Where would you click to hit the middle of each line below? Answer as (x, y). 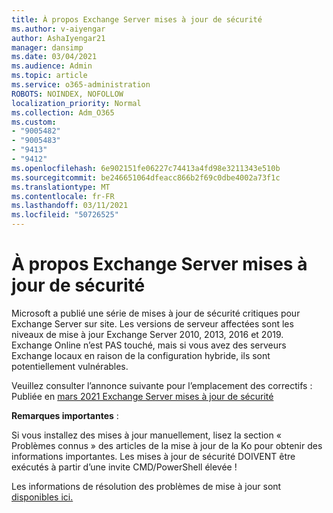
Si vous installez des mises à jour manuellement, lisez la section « (146, 435)
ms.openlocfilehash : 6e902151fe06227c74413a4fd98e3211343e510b (146, 168)
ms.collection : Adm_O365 (63, 112)
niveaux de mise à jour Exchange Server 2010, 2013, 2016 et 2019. (147, 334)
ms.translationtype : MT (61, 187)
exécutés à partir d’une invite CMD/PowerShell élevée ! (124, 467)
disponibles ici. (42, 497)
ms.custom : (34, 122)
